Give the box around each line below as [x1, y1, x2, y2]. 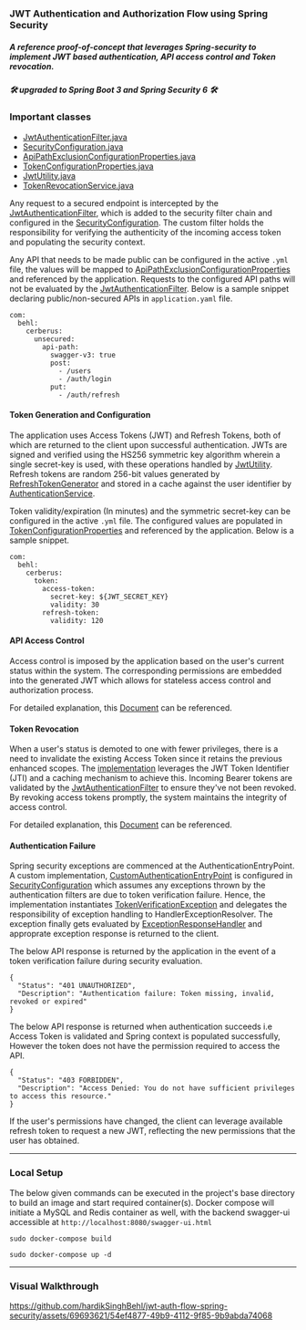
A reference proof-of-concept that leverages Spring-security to [9, 41, 257, 52]
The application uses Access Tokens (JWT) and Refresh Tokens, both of [9, 430, 281, 441]
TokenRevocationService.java [22, 180, 135, 191]
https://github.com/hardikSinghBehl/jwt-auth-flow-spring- [9, 1301, 229, 1312]
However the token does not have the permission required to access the [9, 1041, 280, 1052]
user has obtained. [9, 1135, 80, 1147]
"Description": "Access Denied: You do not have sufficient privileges [17, 1084, 296, 1093]
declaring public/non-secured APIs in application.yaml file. [9, 293, 233, 304]
